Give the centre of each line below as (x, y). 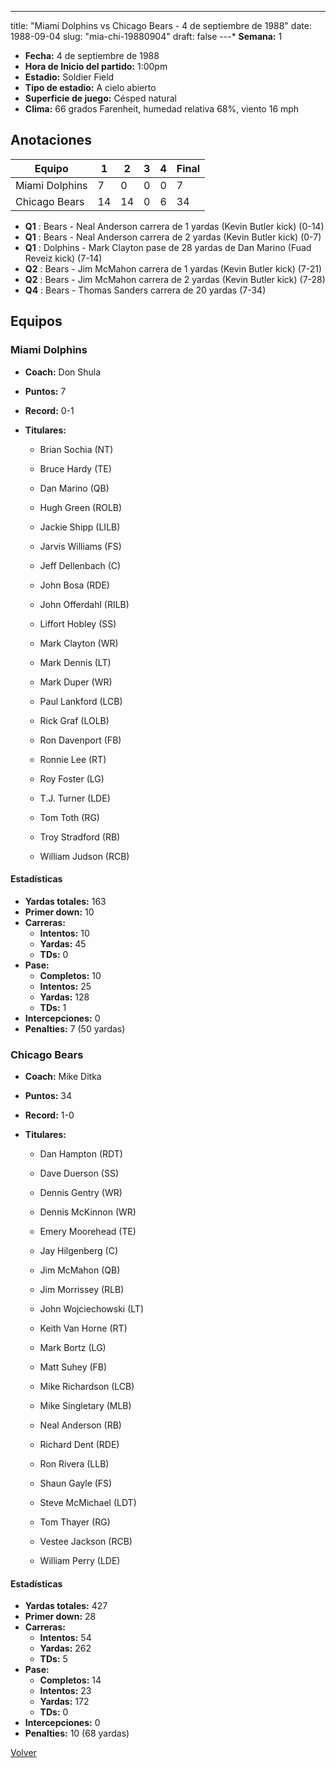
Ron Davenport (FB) (80, 740)
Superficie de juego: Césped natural (100, 98)
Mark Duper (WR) (76, 682)
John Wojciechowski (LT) (91, 1309)
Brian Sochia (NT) (76, 449)
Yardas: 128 (64, 997)
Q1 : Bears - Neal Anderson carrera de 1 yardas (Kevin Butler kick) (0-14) (174, 226)
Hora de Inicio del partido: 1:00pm (96, 66)
